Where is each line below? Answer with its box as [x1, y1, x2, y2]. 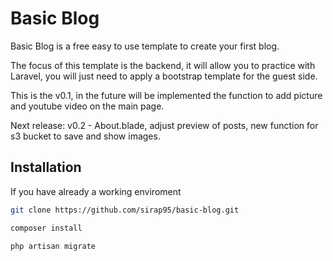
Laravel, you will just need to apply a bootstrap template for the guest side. [10, 70, 318, 82]
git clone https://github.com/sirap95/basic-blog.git [10, 205, 240, 215]
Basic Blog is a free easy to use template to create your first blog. [10, 40, 280, 52]
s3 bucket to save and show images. [10, 130, 161, 142]
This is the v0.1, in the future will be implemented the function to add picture [10, 89, 323, 101]
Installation [10, 159, 82, 176]
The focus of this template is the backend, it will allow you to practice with [10, 59, 316, 71]
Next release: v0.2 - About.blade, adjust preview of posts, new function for [10, 119, 319, 131]
